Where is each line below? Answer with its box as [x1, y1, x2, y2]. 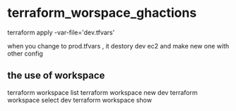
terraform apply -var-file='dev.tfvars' [7, 28, 115, 37]
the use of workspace [7, 70, 105, 81]
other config [7, 49, 44, 58]
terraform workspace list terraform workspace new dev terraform [7, 88, 198, 96]
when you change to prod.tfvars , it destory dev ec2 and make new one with [7, 41, 230, 50]
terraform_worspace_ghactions [7, 5, 197, 21]
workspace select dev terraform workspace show [7, 96, 152, 104]
